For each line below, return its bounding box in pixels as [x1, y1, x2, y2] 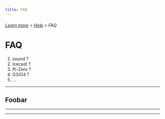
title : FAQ [5, 7, 27, 12]
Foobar [5, 95, 27, 104]
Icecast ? [12, 61, 31, 67]
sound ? [12, 56, 28, 62]
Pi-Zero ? [12, 66, 31, 72]
